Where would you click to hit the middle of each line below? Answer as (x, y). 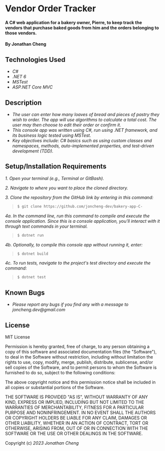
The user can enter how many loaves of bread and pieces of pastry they (86, 114)
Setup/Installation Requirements (56, 166)
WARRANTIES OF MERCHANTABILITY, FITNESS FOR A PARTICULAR (74, 407)
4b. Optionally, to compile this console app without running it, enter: (74, 244)
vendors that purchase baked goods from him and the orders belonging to (82, 28)
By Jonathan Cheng (26, 44)
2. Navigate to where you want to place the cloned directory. (67, 188)
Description (23, 103)
